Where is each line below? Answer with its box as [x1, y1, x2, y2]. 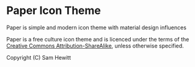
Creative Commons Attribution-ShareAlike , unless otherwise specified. [6, 42, 185, 49]
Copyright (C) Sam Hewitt [6, 54, 72, 61]
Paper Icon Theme [6, 4, 101, 18]
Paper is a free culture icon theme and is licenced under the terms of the [6, 35, 189, 43]
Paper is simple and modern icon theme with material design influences [6, 24, 186, 31]
